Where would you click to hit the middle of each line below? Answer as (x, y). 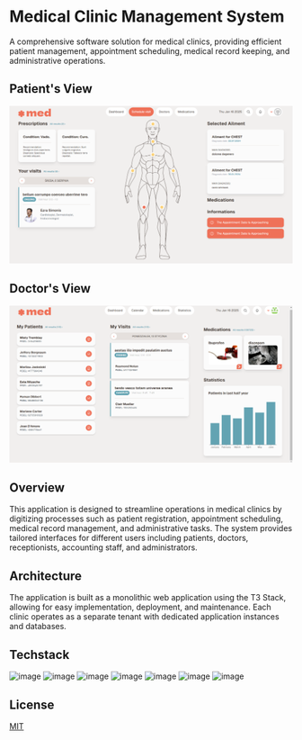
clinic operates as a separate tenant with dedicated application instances (145, 617)
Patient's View (51, 89)
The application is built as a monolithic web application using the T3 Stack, (147, 598)
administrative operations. (58, 60)
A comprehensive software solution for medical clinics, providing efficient (146, 41)
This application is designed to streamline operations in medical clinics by (146, 510)
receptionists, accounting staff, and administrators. (103, 547)
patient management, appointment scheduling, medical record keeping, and (150, 50)
